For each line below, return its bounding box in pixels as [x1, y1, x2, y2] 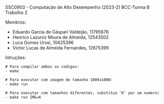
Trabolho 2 [5, 9, 27, 15]
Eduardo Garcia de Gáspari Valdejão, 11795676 [12, 29, 109, 34]
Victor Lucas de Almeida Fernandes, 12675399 [12, 45, 109, 50]
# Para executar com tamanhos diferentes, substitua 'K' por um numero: [5, 90, 160, 95]
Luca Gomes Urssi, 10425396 [12, 39, 74, 45]
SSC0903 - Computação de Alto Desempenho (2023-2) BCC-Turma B [5, 4, 150, 10]
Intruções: [5, 54, 26, 60]
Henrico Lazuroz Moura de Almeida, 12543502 [12, 34, 109, 40]
